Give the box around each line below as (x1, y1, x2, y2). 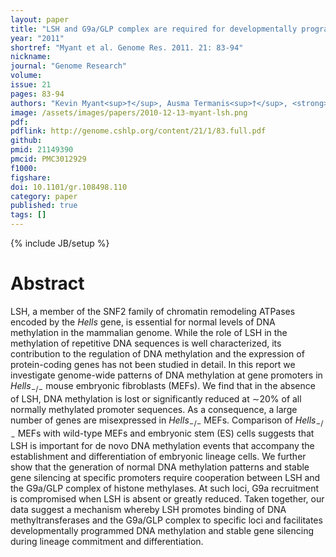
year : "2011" (10, 33, 65, 43)
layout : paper (10, 14, 70, 25)
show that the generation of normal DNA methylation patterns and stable (10, 461, 310, 473)
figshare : (10, 172, 52, 183)
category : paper (10, 191, 78, 201)
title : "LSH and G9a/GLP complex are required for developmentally (10, 24, 298, 34)
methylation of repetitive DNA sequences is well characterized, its (10, 337, 282, 349)
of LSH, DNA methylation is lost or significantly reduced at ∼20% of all (10, 392, 302, 405)
